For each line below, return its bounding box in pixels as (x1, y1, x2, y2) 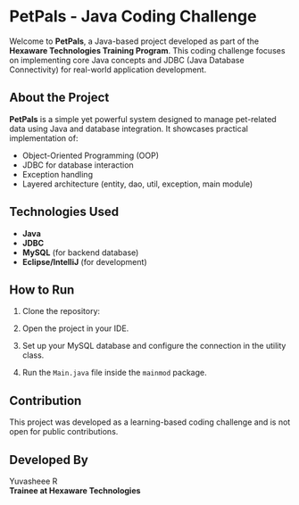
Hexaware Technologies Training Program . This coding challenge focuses (9, 45, 286, 55)
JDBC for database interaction (21, 159, 134, 170)
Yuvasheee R (9, 476, 58, 486)
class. (21, 350, 45, 360)
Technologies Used (9, 204, 119, 219)
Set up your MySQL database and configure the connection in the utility (21, 341, 287, 352)
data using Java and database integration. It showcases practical (9, 123, 248, 134)
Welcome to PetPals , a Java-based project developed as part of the (9, 36, 260, 46)
